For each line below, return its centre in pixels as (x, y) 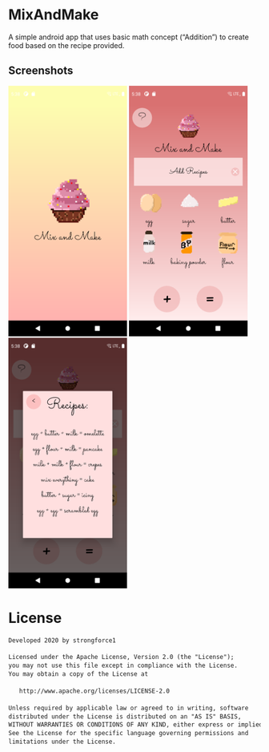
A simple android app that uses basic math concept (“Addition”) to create (129, 37)
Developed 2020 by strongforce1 (62, 640)
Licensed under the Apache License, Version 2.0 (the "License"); (121, 657)
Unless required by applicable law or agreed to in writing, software (128, 708)
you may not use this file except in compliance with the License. (123, 666)
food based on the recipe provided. (66, 45)
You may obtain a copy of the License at (78, 674)
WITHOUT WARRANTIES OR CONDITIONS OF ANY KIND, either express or (121, 725)
